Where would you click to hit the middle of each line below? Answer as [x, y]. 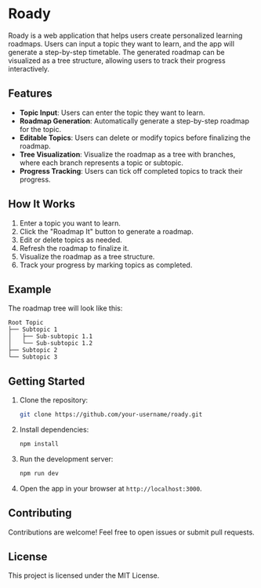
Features [30, 94]
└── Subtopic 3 [33, 357]
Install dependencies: [54, 430]
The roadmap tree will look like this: [65, 308]
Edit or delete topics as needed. [71, 240]
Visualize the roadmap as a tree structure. [87, 256]
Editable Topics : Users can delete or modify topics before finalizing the [135, 138]
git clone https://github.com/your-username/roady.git [111, 415]
